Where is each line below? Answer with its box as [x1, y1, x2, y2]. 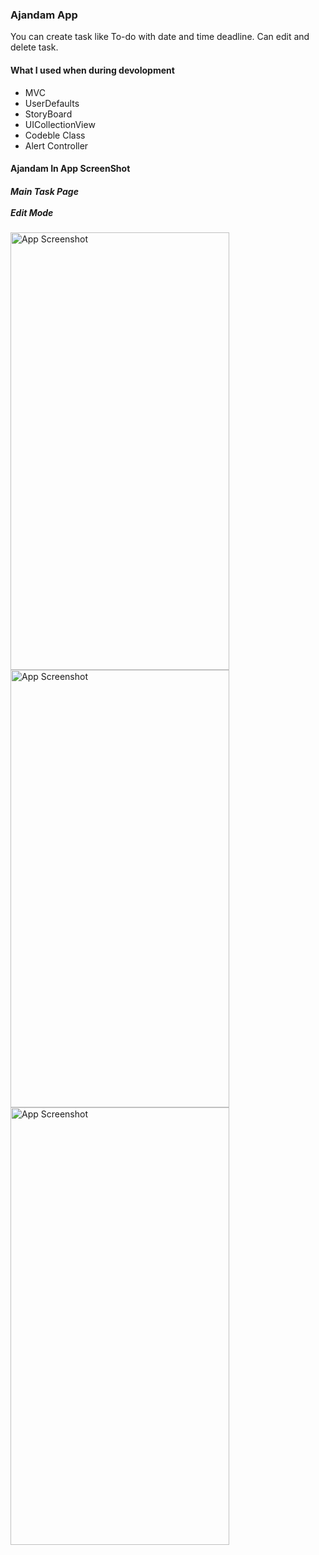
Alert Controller [24, 139, 89, 152]
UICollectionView [24, 118, 96, 130]
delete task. [10, 41, 59, 53]
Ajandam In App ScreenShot [10, 163, 131, 175]
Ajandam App [10, 8, 78, 22]
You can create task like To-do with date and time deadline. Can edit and [10, 31, 310, 43]
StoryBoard [24, 108, 73, 120]
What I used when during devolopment [10, 64, 175, 76]
